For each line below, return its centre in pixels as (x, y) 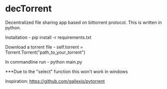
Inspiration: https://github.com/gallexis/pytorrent (55, 81)
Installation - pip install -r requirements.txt (48, 37)
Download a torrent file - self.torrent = (44, 47)
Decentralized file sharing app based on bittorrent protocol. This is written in (83, 22)
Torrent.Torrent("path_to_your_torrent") (45, 52)
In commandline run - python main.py (44, 62)
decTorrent (28, 9)
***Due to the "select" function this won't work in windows (67, 71)
